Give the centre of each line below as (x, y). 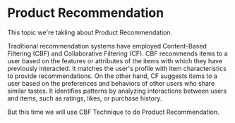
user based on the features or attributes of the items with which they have (115, 60)
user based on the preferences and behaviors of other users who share (111, 83)
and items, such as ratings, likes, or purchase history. (85, 98)
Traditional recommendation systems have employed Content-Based (107, 46)
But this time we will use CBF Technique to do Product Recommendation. (113, 112)
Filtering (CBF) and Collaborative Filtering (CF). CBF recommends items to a (117, 53)
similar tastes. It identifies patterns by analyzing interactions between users (117, 91)
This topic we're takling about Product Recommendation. (90, 32)
